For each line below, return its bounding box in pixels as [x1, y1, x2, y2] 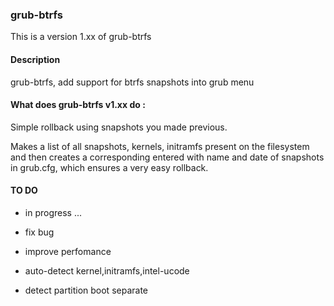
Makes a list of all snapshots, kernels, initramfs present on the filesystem [10, 140, 310, 152]
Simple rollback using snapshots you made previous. [10, 121, 228, 133]
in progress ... [24, 206, 83, 218]
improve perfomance [24, 245, 112, 257]
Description [10, 53, 61, 65]
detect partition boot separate [24, 284, 148, 296]
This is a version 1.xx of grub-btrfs [10, 31, 152, 43]
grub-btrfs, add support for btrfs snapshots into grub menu [10, 76, 255, 88]
